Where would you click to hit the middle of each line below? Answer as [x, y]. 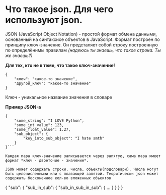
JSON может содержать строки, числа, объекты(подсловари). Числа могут [82, 169]
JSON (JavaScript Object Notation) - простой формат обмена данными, [81, 34]
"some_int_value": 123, [39, 125]
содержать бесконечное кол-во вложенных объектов [58, 178]
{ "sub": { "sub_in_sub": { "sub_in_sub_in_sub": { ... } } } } [64, 187]
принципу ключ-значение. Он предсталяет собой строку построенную [82, 44]
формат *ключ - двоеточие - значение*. [47, 160]
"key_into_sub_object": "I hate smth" [64, 138]
